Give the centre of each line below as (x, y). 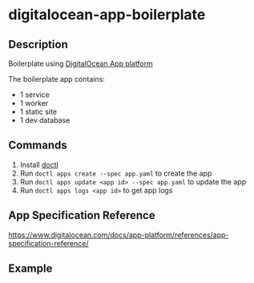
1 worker (34, 103)
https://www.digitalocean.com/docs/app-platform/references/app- (119, 235)
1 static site (38, 111)
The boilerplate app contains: (57, 79)
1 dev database (45, 120)
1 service (34, 95)
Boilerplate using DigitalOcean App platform (81, 63)
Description (38, 44)
